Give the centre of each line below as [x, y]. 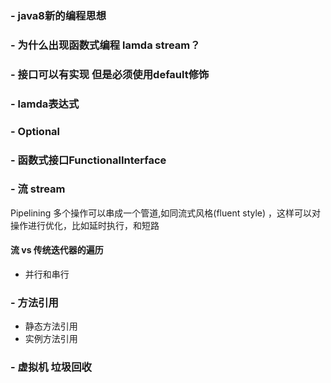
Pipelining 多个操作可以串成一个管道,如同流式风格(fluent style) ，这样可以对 [166, 213]
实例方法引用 [51, 339]
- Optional [35, 131]
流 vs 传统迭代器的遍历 [57, 250]
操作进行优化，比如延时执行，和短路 [85, 225]
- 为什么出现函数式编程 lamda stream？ [105, 45]
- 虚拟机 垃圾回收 [51, 367]
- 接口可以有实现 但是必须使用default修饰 [110, 74]
